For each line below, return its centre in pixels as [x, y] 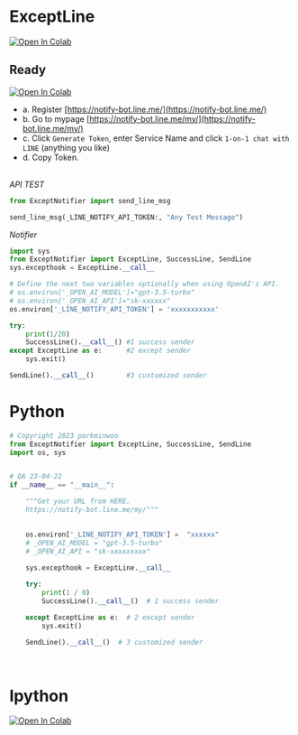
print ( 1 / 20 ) [48, 334]
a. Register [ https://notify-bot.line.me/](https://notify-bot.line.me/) [144, 109]
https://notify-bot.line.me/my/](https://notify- [173, 118]
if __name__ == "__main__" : [62, 485]
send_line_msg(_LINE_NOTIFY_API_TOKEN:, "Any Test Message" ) [126, 217]
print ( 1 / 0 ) [66, 593]
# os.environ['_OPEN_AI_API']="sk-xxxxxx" [90, 301]
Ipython [39, 696]
